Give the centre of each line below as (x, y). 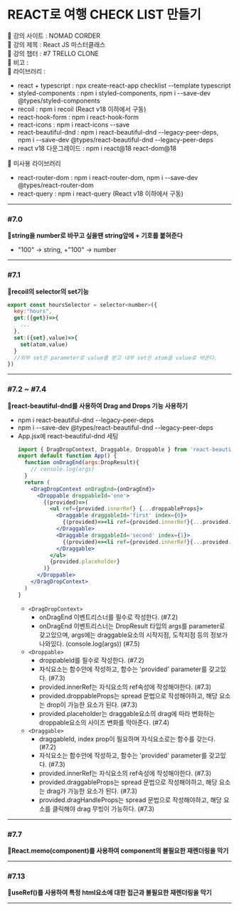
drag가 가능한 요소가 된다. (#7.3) (92, 791)
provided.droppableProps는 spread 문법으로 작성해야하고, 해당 (128, 695)
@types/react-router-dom (55, 185)
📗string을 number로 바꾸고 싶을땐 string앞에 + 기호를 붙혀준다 (95, 236)
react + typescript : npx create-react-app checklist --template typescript (124, 85)
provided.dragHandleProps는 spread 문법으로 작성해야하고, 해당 (130, 800)
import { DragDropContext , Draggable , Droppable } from (102, 449)
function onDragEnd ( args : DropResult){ (82, 463)
